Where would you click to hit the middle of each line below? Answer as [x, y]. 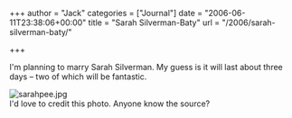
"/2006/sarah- [248, 23]
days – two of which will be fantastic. [78, 77]
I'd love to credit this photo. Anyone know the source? [110, 104]
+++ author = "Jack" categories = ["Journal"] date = [106, 13]
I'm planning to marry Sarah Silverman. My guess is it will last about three [146, 67]
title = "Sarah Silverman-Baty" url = [154, 23]
